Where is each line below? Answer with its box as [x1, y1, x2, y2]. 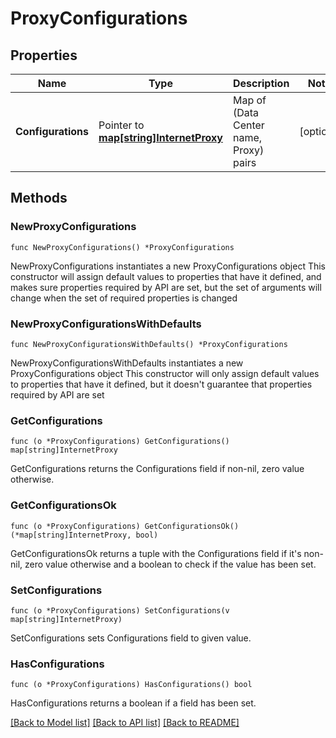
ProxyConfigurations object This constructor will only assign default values [10, 367, 320, 379]
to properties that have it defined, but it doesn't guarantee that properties [10, 378, 313, 390]
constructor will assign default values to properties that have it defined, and [10, 270, 322, 282]
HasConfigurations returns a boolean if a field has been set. [10, 697, 257, 709]
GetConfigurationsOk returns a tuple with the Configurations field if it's [10, 547, 302, 559]
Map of [232, 93, 267, 107]
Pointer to [98, 118, 145, 132]
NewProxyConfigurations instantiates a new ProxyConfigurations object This [10, 260, 327, 272]
